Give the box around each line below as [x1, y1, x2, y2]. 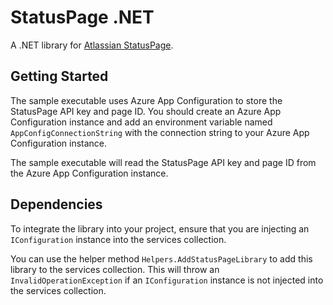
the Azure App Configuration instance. [10, 167, 169, 179]
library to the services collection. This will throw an [10, 263, 220, 275]
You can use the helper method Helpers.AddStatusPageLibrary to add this [10, 252, 313, 265]
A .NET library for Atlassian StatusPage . [10, 39, 174, 51]
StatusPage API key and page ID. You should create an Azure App [10, 105, 282, 117]
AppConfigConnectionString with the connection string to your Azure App [10, 126, 310, 138]
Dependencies [10, 196, 103, 213]
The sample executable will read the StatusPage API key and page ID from [10, 156, 317, 168]
